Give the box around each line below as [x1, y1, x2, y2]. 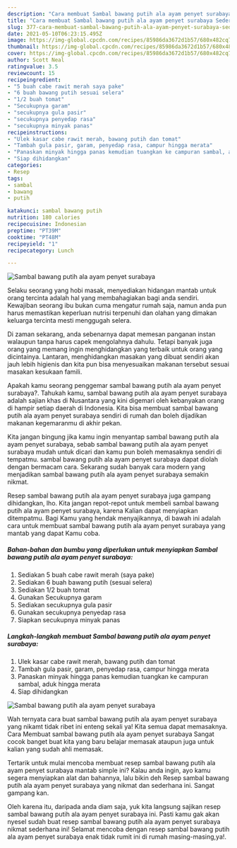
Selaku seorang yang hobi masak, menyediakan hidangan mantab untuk [7, 286, 217, 294]
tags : [7, 175, 23, 182]
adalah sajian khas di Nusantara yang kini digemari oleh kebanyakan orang [7, 396, 224, 405]
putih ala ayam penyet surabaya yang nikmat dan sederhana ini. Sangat [7, 781, 215, 790]
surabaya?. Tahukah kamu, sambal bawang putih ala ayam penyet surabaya [7, 389, 227, 397]
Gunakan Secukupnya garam [17, 593, 102, 602]
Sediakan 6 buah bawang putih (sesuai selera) [17, 578, 153, 587]
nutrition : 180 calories [7, 214, 80, 222]
